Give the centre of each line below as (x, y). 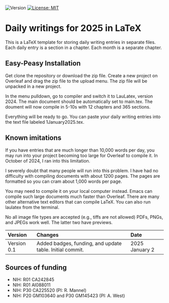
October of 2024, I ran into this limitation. (48, 161)
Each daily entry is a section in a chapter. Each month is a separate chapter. (83, 47)
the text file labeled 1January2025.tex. (45, 122)
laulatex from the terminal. (32, 207)
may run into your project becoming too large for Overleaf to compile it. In (82, 155)
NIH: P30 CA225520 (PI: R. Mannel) (49, 290)
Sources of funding (36, 267)
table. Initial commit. (60, 249)
